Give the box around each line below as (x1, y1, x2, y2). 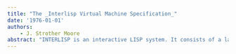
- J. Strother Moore (20, 29, 80, 37)
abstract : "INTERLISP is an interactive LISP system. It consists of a (7, 36, 221, 43)
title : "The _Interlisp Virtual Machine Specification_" (7, 10, 178, 18)
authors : (7, 23, 33, 30)
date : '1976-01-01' (7, 17, 65, 24)
